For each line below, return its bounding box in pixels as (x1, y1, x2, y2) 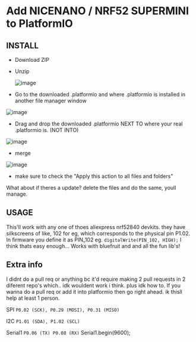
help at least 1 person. (6, 294, 60, 302)
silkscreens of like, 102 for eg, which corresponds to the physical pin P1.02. (6, 230, 191, 237)
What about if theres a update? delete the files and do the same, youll (6, 184, 176, 191)
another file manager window (14, 97, 87, 104)
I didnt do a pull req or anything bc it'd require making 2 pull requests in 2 (6, 275, 186, 283)
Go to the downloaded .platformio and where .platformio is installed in (14, 91, 186, 98)
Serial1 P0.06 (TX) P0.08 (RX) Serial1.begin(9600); (6, 329, 131, 336)
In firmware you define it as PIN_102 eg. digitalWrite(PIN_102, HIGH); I (6, 236, 182, 243)
